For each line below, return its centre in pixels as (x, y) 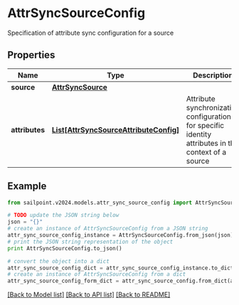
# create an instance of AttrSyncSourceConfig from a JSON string (108, 229)
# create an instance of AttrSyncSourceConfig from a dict (97, 274)
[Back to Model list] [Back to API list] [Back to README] (89, 295)
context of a (206, 152)
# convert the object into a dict (59, 261)
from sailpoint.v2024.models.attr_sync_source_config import (100, 203)
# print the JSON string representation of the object (90, 242)
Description (213, 75)
